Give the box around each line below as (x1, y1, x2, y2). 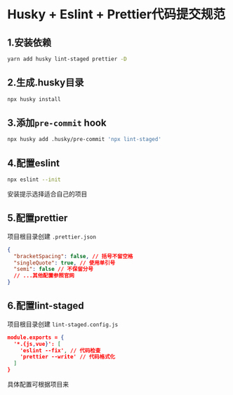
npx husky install (7, 95, 61, 102)
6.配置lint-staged (7, 300, 84, 312)
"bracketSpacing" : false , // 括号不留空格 (13, 253, 133, 260)
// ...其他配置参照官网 (13, 272, 75, 279)
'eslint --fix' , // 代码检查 (20, 347, 101, 354)
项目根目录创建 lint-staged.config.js (7, 320, 119, 328)
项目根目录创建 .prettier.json (7, 232, 97, 241)
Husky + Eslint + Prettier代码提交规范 (7, 6, 226, 22)
